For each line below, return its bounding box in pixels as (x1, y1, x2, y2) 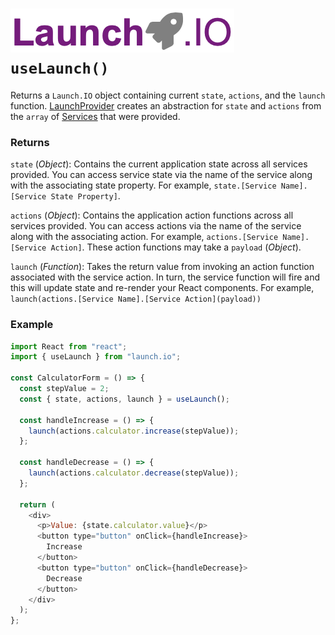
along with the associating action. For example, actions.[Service (10, 231, 279, 243)
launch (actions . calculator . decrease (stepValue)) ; (28, 468, 240, 478)
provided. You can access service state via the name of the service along (10, 169, 313, 181)
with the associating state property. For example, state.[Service (10, 179, 277, 192)
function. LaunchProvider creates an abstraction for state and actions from (10, 99, 322, 112)
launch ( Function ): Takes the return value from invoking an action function (10, 261, 315, 273)
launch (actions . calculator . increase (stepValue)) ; (28, 426, 240, 436)
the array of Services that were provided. (10, 110, 181, 122)
